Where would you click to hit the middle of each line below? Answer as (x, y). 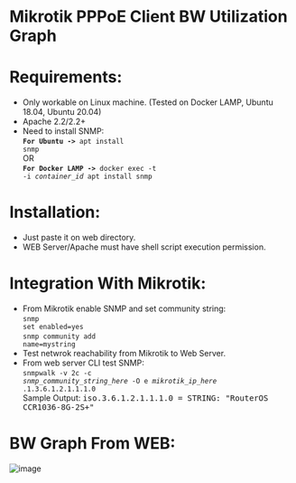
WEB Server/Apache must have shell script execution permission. (144, 247)
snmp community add (59, 336)
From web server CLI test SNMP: (83, 363)
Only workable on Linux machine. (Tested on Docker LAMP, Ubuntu (148, 102)
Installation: (55, 212)
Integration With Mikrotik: (108, 284)
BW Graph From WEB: (92, 444)
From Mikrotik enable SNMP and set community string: (124, 308)
